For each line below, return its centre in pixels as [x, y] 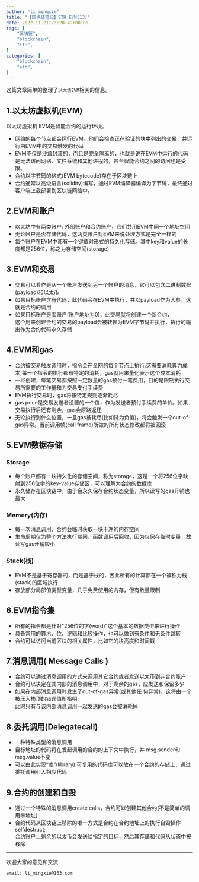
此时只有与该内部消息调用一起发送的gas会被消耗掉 [76, 706]
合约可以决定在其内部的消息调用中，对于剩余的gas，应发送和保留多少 [99, 684]
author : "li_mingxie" [33, 12]
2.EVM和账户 [31, 211]
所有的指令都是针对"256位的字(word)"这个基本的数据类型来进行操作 [97, 626]
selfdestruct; [30, 830]
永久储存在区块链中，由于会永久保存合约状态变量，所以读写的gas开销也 [102, 491]
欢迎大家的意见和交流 [32, 862]
